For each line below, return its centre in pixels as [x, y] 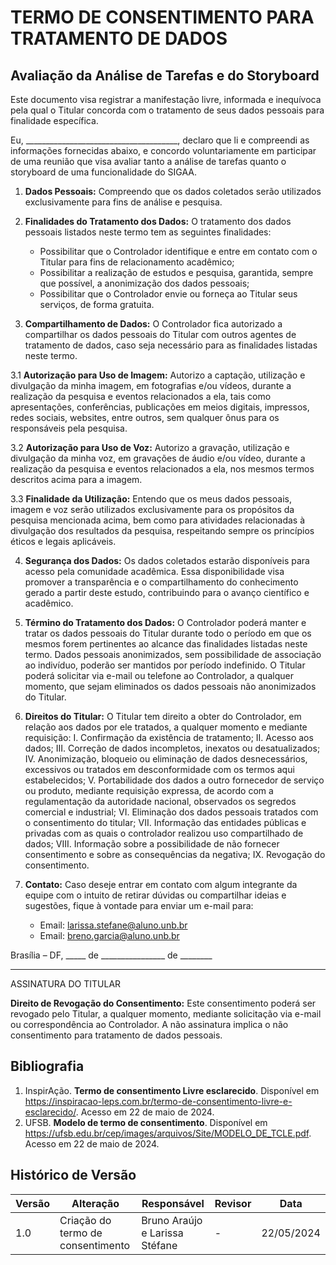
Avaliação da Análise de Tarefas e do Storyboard [165, 75]
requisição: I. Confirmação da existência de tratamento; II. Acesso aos [169, 737]
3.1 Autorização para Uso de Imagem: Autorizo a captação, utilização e [158, 375]
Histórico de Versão [73, 1175]
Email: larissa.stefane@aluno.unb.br [113, 925]
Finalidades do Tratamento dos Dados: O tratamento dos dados [158, 221]
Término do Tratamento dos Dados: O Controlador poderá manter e [165, 622]
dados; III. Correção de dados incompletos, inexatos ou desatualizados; [172, 748]
